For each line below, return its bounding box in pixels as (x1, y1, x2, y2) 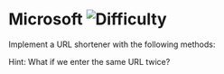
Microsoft (8, 9, 83, 30)
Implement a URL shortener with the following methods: (8, 39, 216, 50)
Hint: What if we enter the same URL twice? (8, 56, 171, 67)
